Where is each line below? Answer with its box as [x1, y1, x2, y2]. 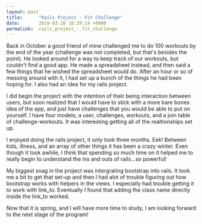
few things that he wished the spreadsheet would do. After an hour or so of [6, 68, 193, 75]
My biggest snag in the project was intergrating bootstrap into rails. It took [6, 167, 191, 174]
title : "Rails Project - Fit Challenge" [6, 14, 122, 21]
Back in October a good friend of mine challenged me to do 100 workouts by [6, 42, 196, 50]
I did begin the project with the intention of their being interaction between [6, 92, 191, 100]
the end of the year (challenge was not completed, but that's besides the [6, 49, 187, 56]
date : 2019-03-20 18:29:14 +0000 [6, 20, 107, 26]
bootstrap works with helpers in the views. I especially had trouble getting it [6, 180, 194, 187]
